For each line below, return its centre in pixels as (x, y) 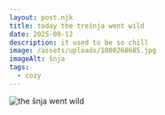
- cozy (29, 76)
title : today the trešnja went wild (77, 26)
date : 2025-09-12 (41, 34)
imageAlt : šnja (37, 59)
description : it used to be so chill (79, 42)
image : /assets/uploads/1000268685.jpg (83, 51)
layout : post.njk (41, 17)
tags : (19, 68)
